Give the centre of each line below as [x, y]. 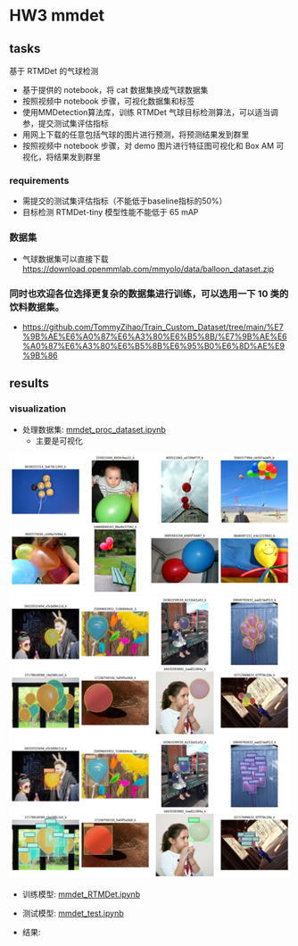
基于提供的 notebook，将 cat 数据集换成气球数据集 [115, 90]
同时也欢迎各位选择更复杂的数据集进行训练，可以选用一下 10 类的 [149, 294]
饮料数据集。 [37, 307]
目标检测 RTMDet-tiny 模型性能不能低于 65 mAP [110, 212]
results [29, 383]
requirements [39, 180]
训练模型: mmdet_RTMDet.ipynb [81, 894]
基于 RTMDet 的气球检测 [54, 71]
